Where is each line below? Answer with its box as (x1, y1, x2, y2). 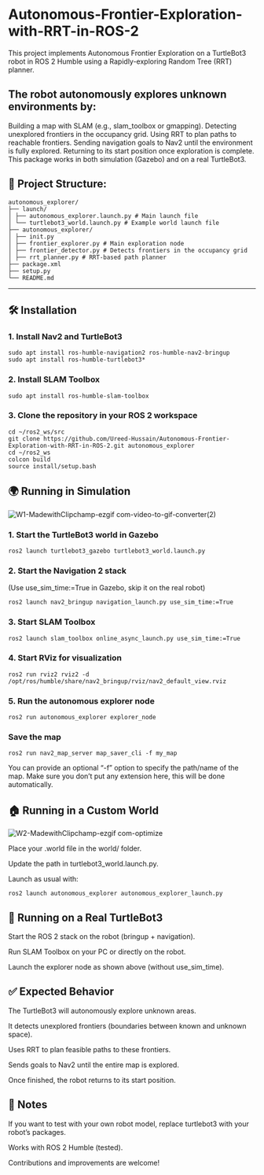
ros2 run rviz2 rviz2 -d (8, 671, 90, 678)
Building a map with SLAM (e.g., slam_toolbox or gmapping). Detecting (8, 120, 237, 131)
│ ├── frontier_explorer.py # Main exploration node (8, 239, 185, 247)
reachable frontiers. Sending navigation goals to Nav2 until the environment (8, 138, 253, 147)
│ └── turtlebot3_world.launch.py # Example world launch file (8, 219, 220, 227)
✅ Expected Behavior (8, 985, 115, 999)
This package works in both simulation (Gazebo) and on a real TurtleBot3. (8, 154, 247, 164)
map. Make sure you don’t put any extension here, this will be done (8, 771, 225, 781)
